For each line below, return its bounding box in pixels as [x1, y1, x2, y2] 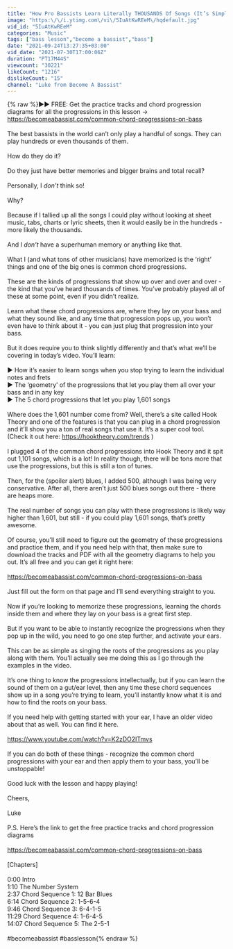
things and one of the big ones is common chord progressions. [7, 263, 187, 271]
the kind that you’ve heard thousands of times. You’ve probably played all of [7, 285, 225, 293]
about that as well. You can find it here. [7, 720, 119, 729]
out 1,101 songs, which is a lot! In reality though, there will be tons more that [7, 454, 222, 463]
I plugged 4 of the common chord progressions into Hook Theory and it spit [7, 447, 223, 456]
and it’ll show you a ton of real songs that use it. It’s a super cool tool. [7, 425, 205, 434]
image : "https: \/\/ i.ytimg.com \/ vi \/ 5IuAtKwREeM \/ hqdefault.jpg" [7, 17, 200, 24]
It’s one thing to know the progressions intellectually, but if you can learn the [7, 676, 225, 684]
